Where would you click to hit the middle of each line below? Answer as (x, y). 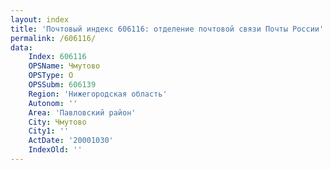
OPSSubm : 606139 (62, 85)
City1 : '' (49, 131)
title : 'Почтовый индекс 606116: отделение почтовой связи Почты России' (167, 29)
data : (21, 47)
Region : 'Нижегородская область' (98, 94)
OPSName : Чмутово (64, 66)
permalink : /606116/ (53, 38)
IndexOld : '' (55, 150)
